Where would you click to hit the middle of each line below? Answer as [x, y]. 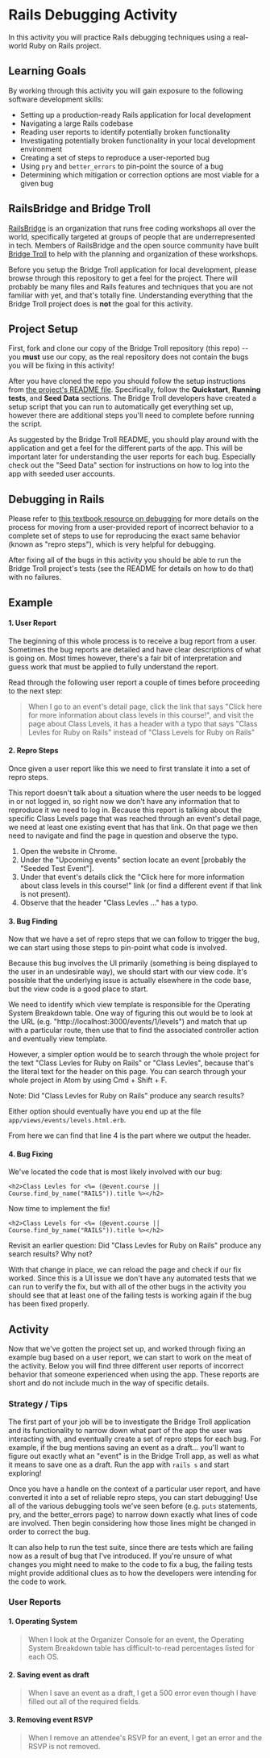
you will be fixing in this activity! [61, 365]
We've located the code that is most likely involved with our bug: [116, 1172]
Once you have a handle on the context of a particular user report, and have [134, 1489]
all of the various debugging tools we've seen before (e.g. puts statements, [133, 1506]
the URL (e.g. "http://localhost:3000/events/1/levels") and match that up [128, 1022]
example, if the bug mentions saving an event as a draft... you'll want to [127, 1447]
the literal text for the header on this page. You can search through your [127, 1072]
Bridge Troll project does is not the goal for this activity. [101, 303]
